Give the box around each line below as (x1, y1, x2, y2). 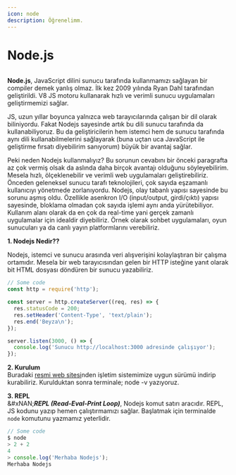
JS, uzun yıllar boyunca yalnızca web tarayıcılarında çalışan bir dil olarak (7, 113, 217, 121)
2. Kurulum (7, 363, 41, 372)
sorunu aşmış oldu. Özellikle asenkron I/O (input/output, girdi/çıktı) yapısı (7, 194, 219, 202)
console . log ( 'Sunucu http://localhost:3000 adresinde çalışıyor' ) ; (13, 344, 216, 351)
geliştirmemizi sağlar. (7, 99, 69, 108)
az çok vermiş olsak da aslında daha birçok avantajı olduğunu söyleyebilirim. (7, 163, 229, 172)
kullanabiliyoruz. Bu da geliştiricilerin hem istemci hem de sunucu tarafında (7, 127, 225, 136)
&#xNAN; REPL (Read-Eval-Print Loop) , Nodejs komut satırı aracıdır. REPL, (7, 399, 224, 408)
